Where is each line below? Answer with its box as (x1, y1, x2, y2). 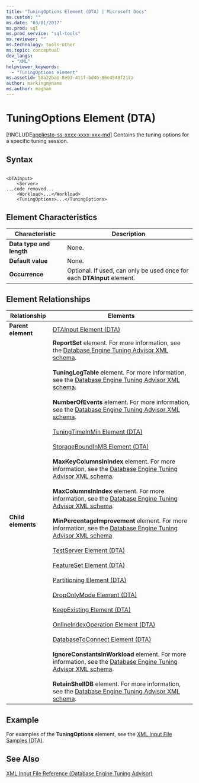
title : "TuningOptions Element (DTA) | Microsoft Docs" (6, 8, 147, 15)
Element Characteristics (6, 212, 98, 222)
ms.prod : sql (6, 25, 38, 31)
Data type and (9, 240, 50, 248)
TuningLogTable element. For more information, (52, 368, 187, 377)
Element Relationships (6, 294, 91, 304)
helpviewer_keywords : (6, 63, 60, 70)
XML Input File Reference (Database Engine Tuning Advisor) (6, 769, 153, 777)
